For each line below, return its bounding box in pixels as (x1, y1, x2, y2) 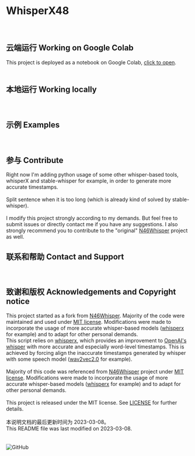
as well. (6, 233, 25, 240)
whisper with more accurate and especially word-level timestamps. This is (6, 343, 184, 350)
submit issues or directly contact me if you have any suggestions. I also (6, 221, 178, 228)
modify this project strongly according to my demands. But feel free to (8, 215, 178, 222)
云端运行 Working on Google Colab (6, 43, 134, 53)
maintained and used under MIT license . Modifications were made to (6, 318, 171, 325)
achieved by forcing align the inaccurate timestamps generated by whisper (6, 349, 186, 356)
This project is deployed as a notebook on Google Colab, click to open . (6, 58, 177, 65)
